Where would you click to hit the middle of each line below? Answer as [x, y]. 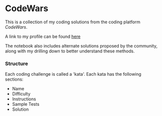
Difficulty [21, 94]
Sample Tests [26, 104]
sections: [14, 79]
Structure [17, 64]
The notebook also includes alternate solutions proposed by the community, [81, 46]
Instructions [24, 99]
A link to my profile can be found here [43, 36]
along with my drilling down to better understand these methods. [70, 51]
